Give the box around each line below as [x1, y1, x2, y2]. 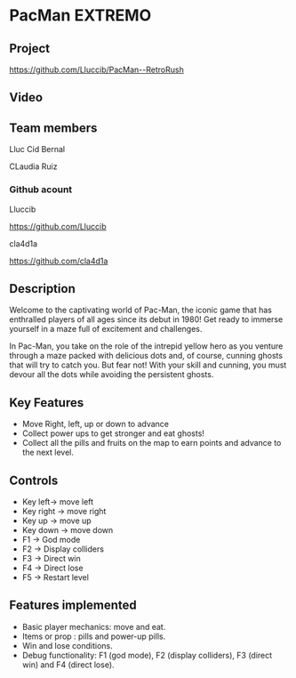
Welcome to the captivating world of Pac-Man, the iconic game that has [9, 304, 273, 316]
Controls [9, 472, 59, 488]
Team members [9, 120, 98, 135]
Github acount [9, 183, 73, 196]
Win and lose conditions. [21, 640, 113, 650]
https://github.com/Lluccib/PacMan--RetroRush [9, 64, 184, 75]
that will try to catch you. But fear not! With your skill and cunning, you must [9, 359, 287, 370]
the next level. [21, 447, 74, 458]
